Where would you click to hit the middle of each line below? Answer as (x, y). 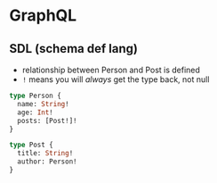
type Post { (31, 145)
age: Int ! (35, 112)
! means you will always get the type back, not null (116, 79)
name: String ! (43, 104)
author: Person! (47, 162)
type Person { (36, 96)
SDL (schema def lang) (73, 49)
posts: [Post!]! (47, 121)
